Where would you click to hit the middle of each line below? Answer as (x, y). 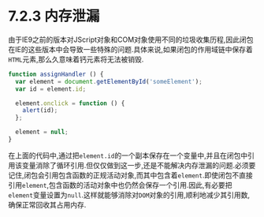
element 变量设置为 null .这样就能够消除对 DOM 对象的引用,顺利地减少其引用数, (129, 195)
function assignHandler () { (56, 74)
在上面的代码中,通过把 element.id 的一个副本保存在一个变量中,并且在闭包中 (128, 155)
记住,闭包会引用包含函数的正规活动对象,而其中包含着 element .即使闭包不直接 (131, 175)
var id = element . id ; (51, 89)
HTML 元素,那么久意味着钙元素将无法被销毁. (76, 59)
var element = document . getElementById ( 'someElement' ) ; (109, 81)
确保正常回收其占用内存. (47, 204)
